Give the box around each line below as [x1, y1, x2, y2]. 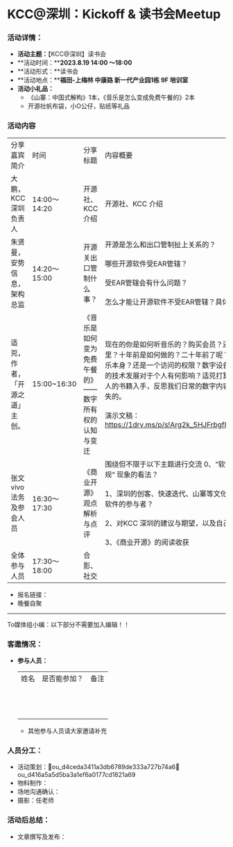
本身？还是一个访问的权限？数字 [112, 360, 216, 370]
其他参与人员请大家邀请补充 [27, 727, 107, 735]
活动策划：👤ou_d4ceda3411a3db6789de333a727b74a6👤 [17, 763, 180, 771]
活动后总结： [7, 815, 51, 825]
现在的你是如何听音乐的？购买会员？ [105, 339, 223, 349]
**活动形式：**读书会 [17, 67, 78, 76]
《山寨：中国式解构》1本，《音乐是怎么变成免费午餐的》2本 [27, 93, 196, 101]
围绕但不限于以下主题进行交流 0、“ [105, 459, 218, 469]
